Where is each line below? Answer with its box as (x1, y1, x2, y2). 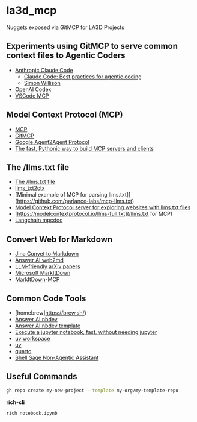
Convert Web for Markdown (6, 234, 113, 244)
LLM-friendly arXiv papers (14, 263, 80, 270)
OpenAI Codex (14, 86, 52, 93)
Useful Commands (6, 371, 77, 382)
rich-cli (6, 398, 25, 406)
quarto (14, 348, 32, 354)
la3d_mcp (6, 4, 57, 17)
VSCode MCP (14, 92, 49, 99)
